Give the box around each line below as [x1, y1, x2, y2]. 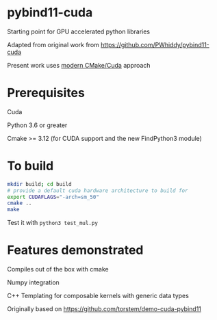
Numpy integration [7, 278, 60, 286]
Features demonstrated [7, 243, 144, 258]
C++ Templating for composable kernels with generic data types [7, 292, 190, 300]
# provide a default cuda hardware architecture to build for [7, 187, 188, 194]
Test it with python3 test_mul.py [7, 219, 98, 227]
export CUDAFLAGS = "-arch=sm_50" [7, 194, 99, 200]
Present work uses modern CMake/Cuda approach [7, 61, 151, 69]
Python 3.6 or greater [7, 121, 68, 129]
